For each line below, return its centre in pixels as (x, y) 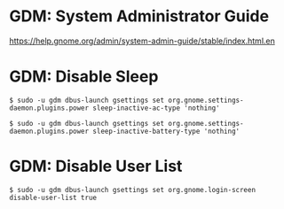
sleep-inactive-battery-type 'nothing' (166, 131)
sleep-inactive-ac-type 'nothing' (156, 108)
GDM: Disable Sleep (84, 77)
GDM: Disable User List (96, 166)
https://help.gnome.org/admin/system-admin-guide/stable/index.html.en (142, 41)
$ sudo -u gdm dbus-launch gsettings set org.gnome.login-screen (132, 190)
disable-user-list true (53, 197)
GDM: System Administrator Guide (139, 16)
